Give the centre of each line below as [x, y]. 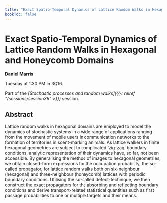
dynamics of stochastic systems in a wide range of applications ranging [79, 132]
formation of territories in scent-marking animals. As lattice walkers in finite [82, 142]
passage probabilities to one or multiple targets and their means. [71, 196]
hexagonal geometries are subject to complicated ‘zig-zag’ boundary [76, 148]
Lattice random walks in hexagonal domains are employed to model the [78, 126]
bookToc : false [21, 14]
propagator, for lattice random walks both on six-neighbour [79, 169]
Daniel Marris [19, 74]
